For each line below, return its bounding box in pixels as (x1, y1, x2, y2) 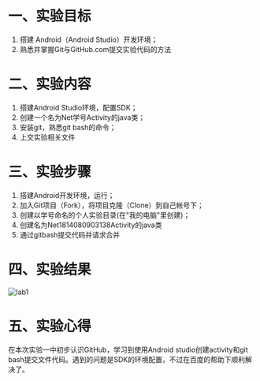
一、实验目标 (8, 7, 92, 25)
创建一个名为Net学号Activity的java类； (19, 112, 146, 122)
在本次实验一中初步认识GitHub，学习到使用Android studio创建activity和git (8, 345, 248, 354)
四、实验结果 (8, 261, 92, 278)
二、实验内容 (8, 76, 92, 93)
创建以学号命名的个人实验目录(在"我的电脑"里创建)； (19, 210, 191, 219)
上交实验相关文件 (19, 132, 76, 142)
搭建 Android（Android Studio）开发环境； (19, 35, 158, 44)
